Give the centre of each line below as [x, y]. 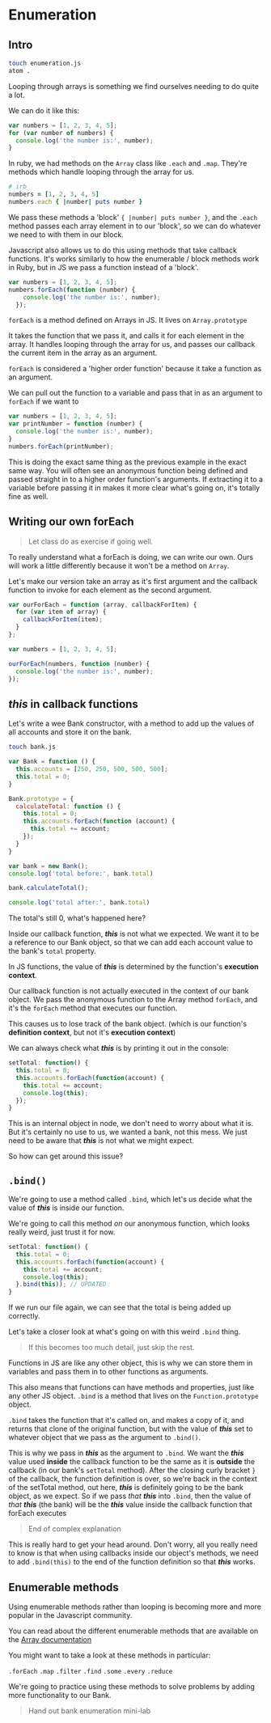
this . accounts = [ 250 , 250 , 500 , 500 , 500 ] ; [92, 769]
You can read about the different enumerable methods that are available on [133, 1631]
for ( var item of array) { [61, 612]
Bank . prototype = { [41, 798]
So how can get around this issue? [66, 1156]
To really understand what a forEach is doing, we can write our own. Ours [131, 557]
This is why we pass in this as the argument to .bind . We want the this [126, 1453]
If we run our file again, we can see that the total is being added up [120, 1307]
